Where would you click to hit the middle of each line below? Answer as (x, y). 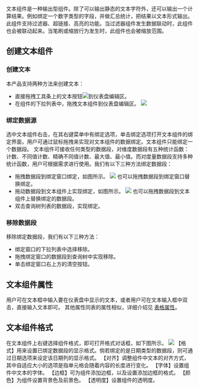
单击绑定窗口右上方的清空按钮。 (54, 264)
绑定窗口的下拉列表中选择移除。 (54, 249)
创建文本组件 (30, 51)
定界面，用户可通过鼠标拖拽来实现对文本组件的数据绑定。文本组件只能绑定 (97, 141)
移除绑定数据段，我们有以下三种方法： (53, 237)
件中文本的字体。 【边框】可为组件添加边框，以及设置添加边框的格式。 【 (96, 372)
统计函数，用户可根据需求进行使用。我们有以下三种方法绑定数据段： (89, 164)
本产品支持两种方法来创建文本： (45, 83)
